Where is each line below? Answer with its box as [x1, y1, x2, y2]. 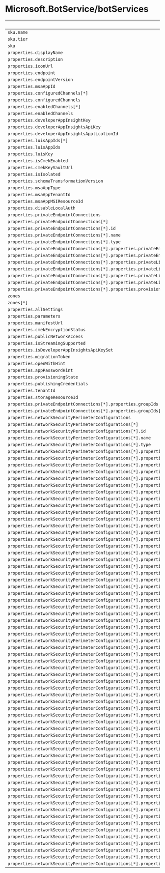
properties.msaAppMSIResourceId [7, 198, 83, 204]
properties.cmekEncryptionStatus [7, 327, 86, 332]
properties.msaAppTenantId [7, 192, 71, 197]
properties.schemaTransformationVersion [7, 178, 103, 184]
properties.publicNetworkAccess [7, 333, 83, 339]
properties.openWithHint [7, 360, 66, 366]
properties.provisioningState [7, 374, 79, 379]
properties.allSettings [7, 306, 63, 312]
